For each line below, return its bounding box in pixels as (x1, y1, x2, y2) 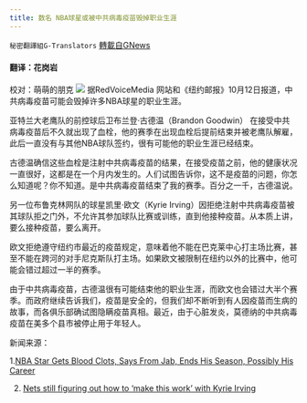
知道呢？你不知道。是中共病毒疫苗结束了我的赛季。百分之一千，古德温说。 (16, 180, 298, 191)
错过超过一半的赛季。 (25, 263, 106, 274)
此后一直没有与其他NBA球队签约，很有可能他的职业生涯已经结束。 (9, 138, 259, 149)
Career (9, 365, 36, 376)
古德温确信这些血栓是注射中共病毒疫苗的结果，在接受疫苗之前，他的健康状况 (9, 157, 298, 168)
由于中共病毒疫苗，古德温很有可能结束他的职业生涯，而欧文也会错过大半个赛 (9, 284, 298, 294)
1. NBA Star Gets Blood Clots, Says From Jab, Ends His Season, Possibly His (9, 355, 294, 366)
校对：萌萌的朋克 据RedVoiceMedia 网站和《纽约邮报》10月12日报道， (9, 84, 285, 95)
